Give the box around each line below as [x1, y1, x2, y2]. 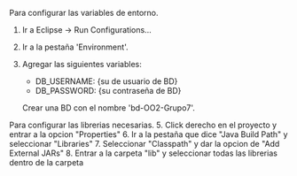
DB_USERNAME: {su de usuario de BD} [35, 76, 178, 87]
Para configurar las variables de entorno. [9, 8, 159, 18]
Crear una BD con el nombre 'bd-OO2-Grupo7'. [21, 103, 195, 113]
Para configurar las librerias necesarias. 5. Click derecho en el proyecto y [9, 119, 277, 130]
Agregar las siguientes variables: [21, 59, 142, 69]
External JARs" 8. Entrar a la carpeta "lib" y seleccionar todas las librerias [9, 148, 277, 158]
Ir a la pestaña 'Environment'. [21, 42, 129, 52]
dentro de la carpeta [9, 157, 84, 167]
